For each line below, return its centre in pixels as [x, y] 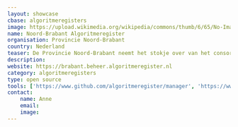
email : [30, 106]
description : [27, 60]
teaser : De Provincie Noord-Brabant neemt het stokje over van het [109, 54]
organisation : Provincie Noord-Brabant [66, 40]
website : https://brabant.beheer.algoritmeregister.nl [90, 66]
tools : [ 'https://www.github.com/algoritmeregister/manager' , [101, 86]
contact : [20, 92]
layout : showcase [33, 14]
